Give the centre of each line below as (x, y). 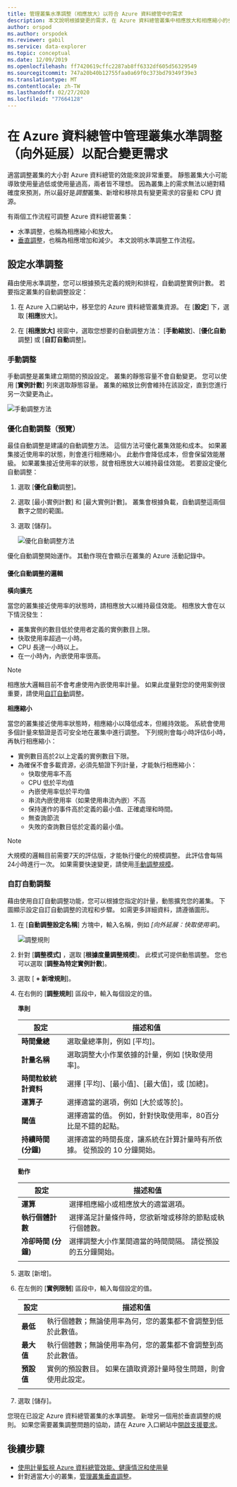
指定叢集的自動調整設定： (50, 292)
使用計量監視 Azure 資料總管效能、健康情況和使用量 (93, 1467)
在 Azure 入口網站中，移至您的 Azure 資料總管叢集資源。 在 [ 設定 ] (113, 306)
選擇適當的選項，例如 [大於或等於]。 (127, 1102)
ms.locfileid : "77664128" (45, 100)
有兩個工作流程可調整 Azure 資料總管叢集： (70, 216)
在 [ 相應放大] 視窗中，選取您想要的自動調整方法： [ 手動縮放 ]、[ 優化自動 (122, 330)
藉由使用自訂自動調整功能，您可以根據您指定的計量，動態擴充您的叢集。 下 (116, 900)
